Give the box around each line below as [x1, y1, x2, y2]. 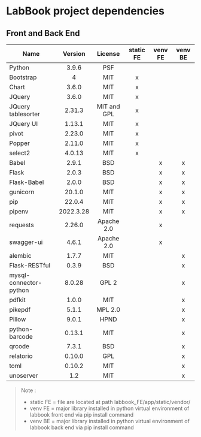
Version [62, 50, 86, 58]
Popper [9, 139, 30, 147]
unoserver [9, 372, 38, 379]
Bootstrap [9, 73, 37, 82]
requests [9, 221, 34, 229]
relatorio [9, 352, 33, 360]
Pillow [9, 315, 26, 323]
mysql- [9, 271, 31, 279]
